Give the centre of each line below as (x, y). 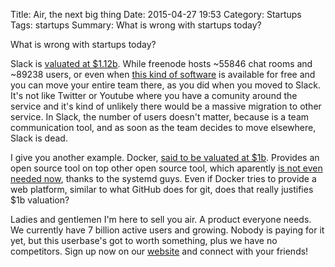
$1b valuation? (40, 200)
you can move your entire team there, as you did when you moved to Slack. (166, 85)
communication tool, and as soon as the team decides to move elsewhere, (163, 127)
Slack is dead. (39, 138)
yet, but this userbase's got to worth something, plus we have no (144, 240)
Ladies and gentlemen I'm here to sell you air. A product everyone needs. (161, 219)
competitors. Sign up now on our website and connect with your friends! (159, 251)
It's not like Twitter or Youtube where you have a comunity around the (154, 95)
